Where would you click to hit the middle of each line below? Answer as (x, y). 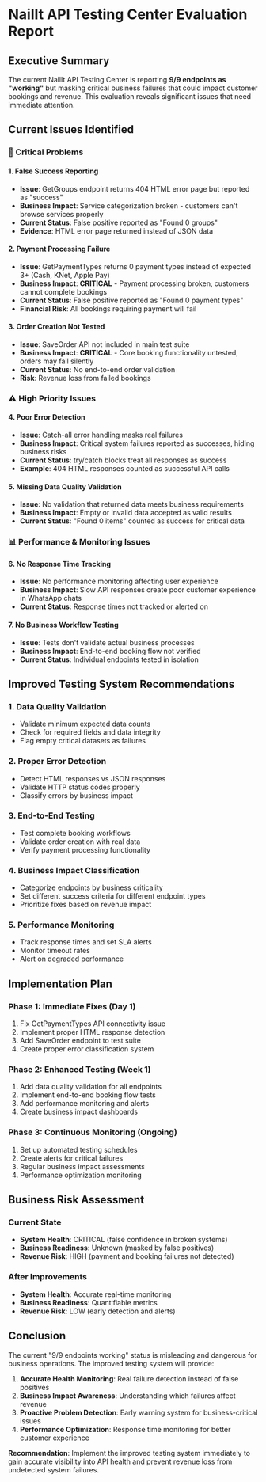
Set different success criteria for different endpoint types (112, 896)
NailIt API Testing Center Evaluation (128, 15)
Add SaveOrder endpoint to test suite (80, 1041)
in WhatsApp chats (50, 598)
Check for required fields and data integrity (90, 732)
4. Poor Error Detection (47, 417)
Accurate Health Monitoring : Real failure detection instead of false (129, 1378)
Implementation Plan (61, 984)
